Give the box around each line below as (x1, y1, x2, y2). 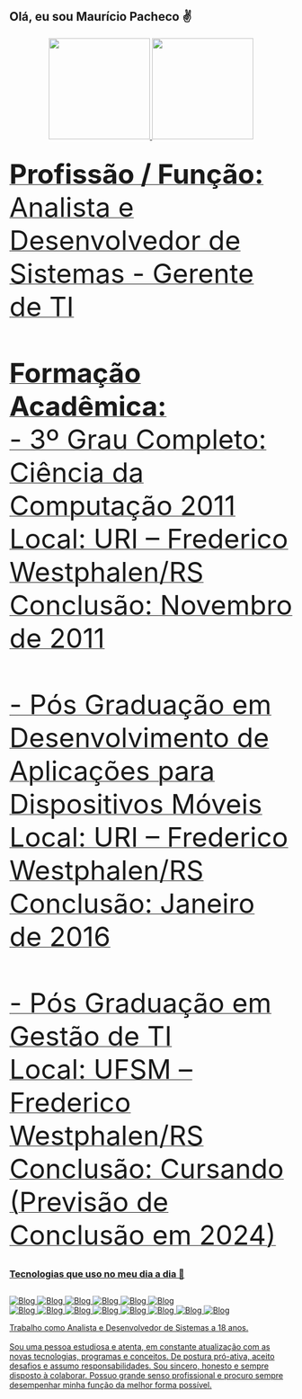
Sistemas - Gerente (9, 256, 254, 291)
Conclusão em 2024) (9, 1218, 277, 1252)
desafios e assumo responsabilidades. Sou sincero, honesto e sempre (9, 1360, 270, 1371)
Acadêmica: (9, 389, 167, 423)
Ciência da (9, 455, 144, 490)
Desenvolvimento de (9, 720, 270, 755)
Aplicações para (9, 753, 216, 789)
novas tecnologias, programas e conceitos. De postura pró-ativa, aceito (9, 1350, 275, 1361)
